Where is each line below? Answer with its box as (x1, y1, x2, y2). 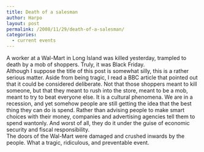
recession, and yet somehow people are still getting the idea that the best (6, 100, 192, 107)
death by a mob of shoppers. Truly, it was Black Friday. (6, 61, 145, 68)
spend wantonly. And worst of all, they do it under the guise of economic (6, 120, 190, 126)
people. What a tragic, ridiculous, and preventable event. (6, 139, 149, 146)
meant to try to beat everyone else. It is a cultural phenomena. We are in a (6, 93, 193, 101)
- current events (12, 37, 56, 44)
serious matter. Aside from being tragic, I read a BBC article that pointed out (6, 74, 198, 81)
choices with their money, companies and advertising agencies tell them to (6, 113, 195, 120)
